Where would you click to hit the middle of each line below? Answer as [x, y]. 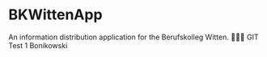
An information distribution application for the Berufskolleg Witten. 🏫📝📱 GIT [133, 37]
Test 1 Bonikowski [38, 45]
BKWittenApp [55, 15]
